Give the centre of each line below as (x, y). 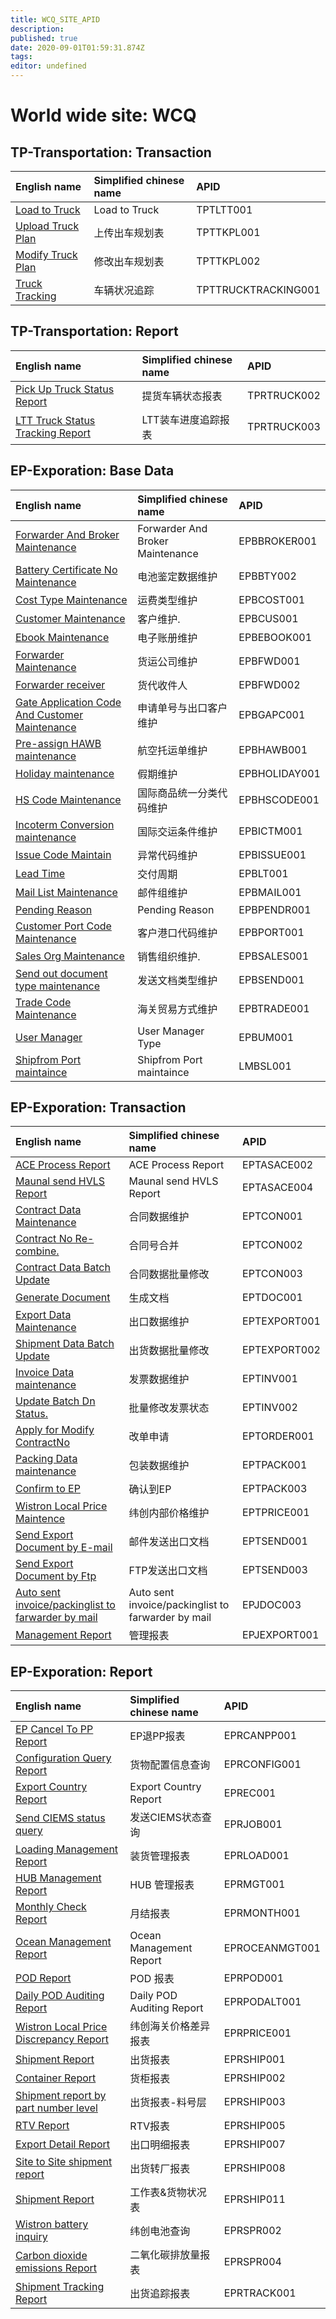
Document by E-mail (64, 1548)
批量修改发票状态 (169, 1408)
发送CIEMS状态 (165, 1818)
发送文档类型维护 (177, 980)
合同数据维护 (159, 1217)
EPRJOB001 (253, 1824)
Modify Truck (46, 254)
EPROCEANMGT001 (272, 1948)
